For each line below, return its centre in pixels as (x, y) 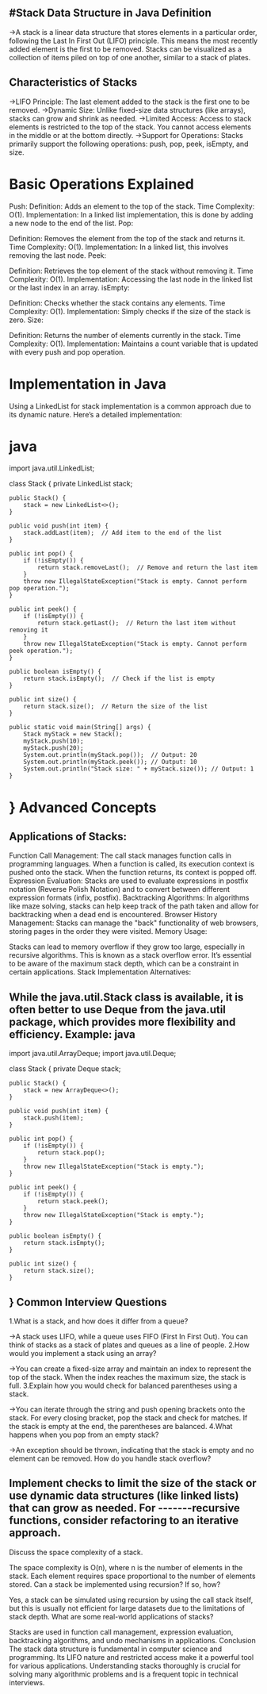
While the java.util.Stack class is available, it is (126, 997)
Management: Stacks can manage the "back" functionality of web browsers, (133, 923)
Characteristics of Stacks (73, 83)
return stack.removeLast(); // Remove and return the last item (148, 568)
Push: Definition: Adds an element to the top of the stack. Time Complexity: (132, 206)
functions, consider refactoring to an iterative (124, 1521)
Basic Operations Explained (102, 184)
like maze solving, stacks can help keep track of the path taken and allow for (134, 906)
